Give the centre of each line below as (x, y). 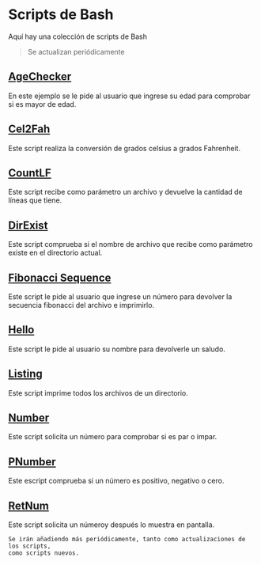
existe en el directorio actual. (55, 253)
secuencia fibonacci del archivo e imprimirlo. (81, 305)
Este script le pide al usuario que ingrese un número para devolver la (120, 297)
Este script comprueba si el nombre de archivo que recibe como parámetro (130, 245)
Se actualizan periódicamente (76, 51)
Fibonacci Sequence (60, 277)
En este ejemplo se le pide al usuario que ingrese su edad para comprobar (129, 96)
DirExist (28, 225)
